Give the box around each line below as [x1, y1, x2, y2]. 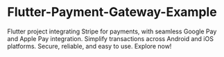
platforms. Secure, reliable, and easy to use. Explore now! [7, 42, 172, 50]
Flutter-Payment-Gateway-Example [7, 4, 217, 20]
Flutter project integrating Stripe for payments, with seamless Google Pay [7, 27, 217, 35]
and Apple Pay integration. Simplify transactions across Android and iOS [7, 34, 214, 42]
